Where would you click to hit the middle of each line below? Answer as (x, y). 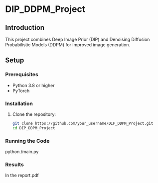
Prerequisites (22, 75)
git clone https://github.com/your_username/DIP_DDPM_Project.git (83, 123)
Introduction (25, 28)
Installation (19, 103)
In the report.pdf (22, 176)
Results (14, 164)
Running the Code (27, 141)
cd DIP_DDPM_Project (34, 128)
